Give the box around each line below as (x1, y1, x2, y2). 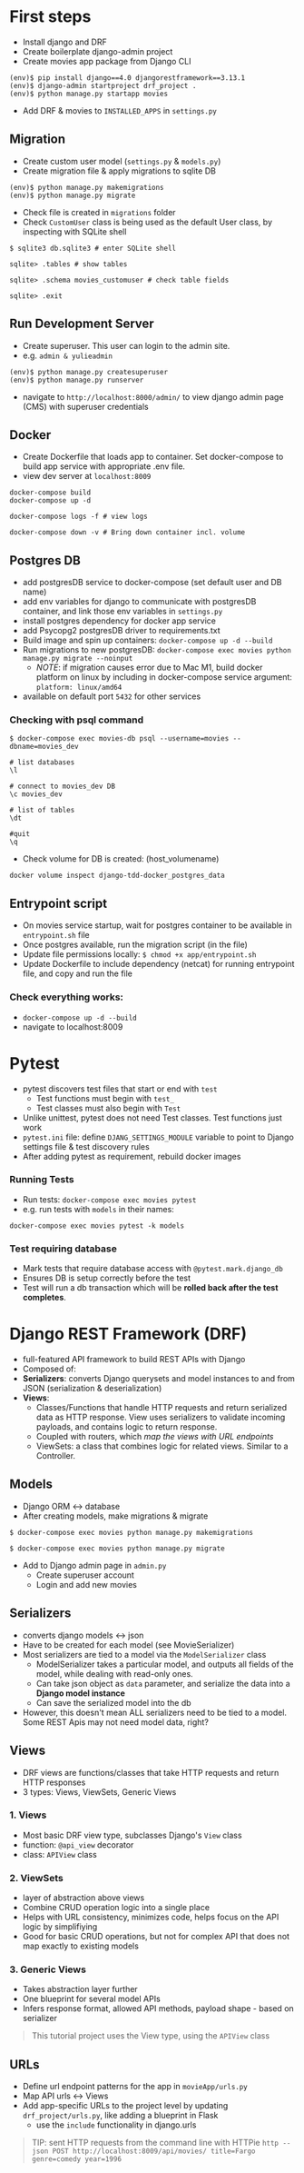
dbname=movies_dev (9, 743, 79, 752)
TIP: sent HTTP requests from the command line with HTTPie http (31, 2138, 279, 2148)
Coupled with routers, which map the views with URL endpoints (35, 1431, 274, 1442)
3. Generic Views (9, 1963, 86, 1976)
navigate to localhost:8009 (22, 1021, 123, 1032)
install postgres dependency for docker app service (22, 615, 216, 626)
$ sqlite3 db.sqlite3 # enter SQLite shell (9, 244, 177, 253)
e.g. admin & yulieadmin (22, 350, 113, 361)
